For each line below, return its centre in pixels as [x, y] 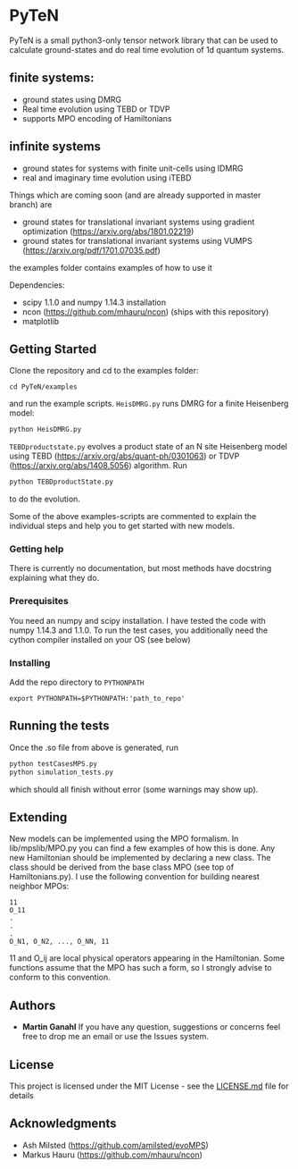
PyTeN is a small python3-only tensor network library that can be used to [144, 40]
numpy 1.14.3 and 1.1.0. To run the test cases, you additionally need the [139, 630]
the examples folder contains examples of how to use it [111, 267]
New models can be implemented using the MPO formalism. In [124, 839]
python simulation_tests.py [62, 772]
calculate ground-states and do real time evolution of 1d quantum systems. [147, 49]
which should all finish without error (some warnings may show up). [134, 789]
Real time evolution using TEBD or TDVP [96, 109]
